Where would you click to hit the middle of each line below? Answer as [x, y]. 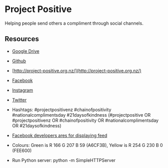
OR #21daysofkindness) [36, 125]
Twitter [19, 100]
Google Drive [26, 51]
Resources [22, 39]
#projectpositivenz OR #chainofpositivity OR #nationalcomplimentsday [85, 120]
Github [19, 61]
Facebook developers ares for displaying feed [60, 135]
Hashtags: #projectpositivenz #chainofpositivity [62, 110]
